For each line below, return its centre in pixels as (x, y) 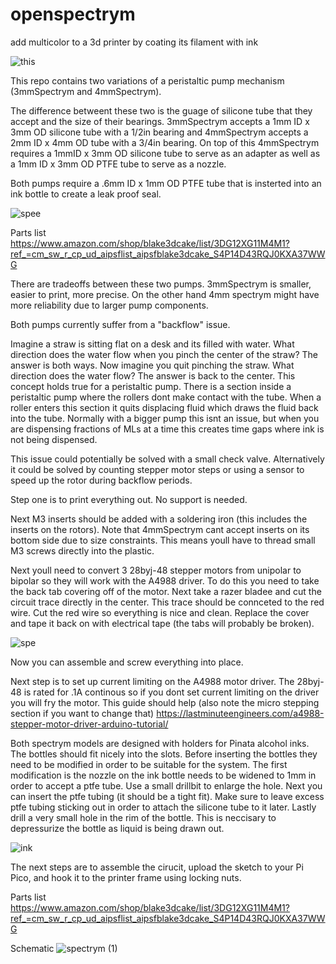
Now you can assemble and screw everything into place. (127, 662)
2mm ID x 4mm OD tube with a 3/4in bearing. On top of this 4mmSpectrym (165, 142)
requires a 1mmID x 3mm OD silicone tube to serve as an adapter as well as (165, 153)
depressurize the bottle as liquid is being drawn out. (117, 828)
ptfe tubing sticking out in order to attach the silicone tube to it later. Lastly (163, 807)
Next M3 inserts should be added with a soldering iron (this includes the (159, 519)
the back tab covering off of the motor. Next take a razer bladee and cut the (166, 591)
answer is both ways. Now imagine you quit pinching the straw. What (152, 365)
